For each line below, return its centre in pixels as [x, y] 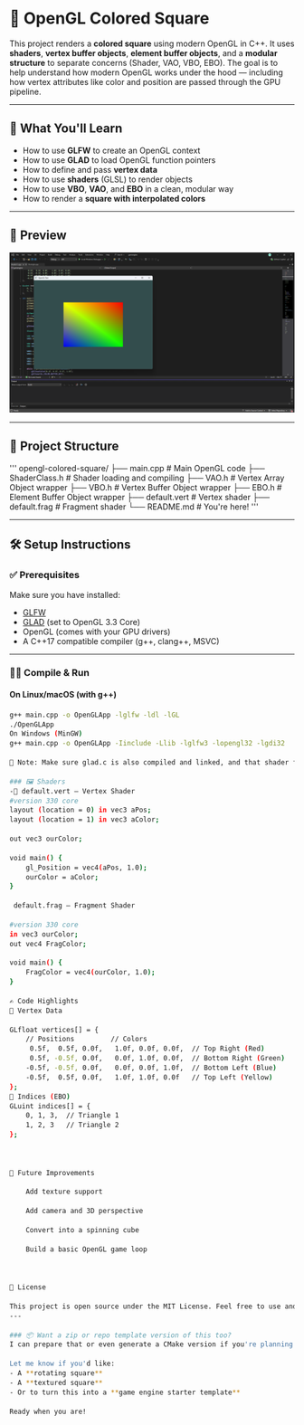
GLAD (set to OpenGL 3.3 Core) [81, 622]
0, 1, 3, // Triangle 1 [72, 1116]
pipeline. [25, 91]
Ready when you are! [48, 1411]
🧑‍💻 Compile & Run [50, 673]
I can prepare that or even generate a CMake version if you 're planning [152, 1344]
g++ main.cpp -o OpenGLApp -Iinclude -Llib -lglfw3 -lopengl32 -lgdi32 [147, 744]
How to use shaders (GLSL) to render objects [107, 179]
